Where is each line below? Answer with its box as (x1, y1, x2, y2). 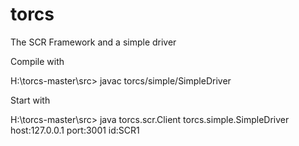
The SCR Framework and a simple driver (10, 36, 177, 48)
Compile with (10, 55, 65, 67)
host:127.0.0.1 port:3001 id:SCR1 (10, 124, 140, 136)
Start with (10, 94, 51, 106)
